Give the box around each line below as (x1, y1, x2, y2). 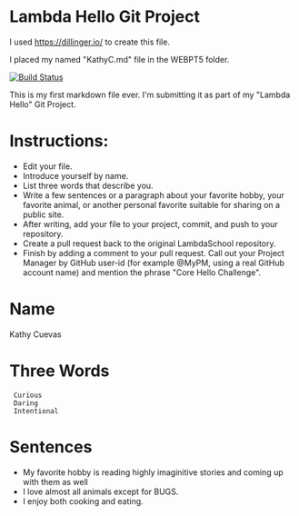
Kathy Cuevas (9, 329, 62, 340)
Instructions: (9, 131, 109, 152)
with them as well (22, 476, 88, 487)
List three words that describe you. (22, 180, 154, 191)
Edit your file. (22, 161, 73, 172)
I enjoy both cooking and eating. (22, 495, 144, 506)
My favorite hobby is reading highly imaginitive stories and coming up (22, 466, 284, 478)
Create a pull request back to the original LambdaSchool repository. (22, 238, 276, 249)
